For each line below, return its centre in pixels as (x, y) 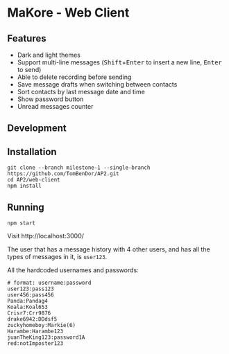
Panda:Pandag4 (28, 301)
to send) (29, 70)
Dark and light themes (49, 55)
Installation (32, 151)
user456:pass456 (31, 295)
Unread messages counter (55, 106)
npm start (22, 223)
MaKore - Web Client (68, 13)
